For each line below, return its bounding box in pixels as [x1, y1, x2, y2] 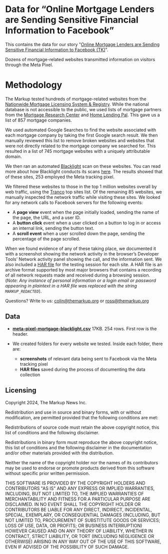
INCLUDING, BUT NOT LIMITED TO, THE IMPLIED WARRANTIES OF [5, 490, 144, 496]
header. [12, 331, 28, 337]
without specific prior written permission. [5, 470, 90, 476]
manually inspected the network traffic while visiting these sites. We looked [5, 194, 160, 200]
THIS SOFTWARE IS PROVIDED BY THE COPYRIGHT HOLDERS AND [5, 480, 146, 486]
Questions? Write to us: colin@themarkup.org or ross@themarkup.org [5, 298, 149, 304]
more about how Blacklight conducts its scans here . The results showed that [5, 168, 163, 174]
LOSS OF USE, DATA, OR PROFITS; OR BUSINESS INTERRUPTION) [5, 522, 142, 528]
